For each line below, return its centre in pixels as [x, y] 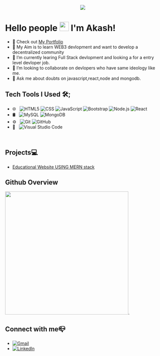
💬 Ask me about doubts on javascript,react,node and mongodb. [77, 78]
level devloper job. [31, 63]
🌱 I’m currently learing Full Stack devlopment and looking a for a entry [83, 57]
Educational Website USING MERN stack [53, 167]
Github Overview [32, 182]
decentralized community [38, 52]
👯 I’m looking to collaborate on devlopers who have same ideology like [84, 68]
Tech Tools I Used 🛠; [38, 94]
